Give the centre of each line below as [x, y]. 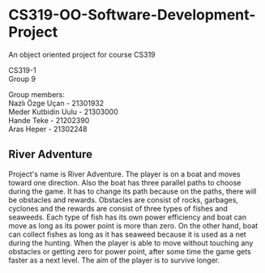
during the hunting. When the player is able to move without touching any [131, 243]
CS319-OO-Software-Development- [132, 15]
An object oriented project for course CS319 [82, 54]
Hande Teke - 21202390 [49, 120]
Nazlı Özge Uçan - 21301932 [56, 103]
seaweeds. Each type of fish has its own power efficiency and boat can [128, 217]
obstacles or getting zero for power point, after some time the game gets [130, 251]
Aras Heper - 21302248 [48, 129]
